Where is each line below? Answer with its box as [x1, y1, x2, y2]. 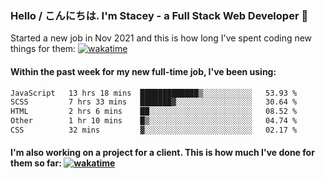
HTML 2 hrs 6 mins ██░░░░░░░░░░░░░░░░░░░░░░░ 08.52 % [10, 107, 298, 117]
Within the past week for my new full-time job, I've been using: [10, 65, 277, 77]
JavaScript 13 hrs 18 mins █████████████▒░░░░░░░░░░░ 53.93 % [10, 88, 298, 98]
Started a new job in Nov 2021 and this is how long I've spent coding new [10, 32, 313, 44]
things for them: [10, 43, 77, 55]
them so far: [10, 157, 62, 169]
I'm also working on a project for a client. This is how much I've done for [10, 147, 315, 159]
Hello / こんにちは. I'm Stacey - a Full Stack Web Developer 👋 [10, 8, 309, 22]
